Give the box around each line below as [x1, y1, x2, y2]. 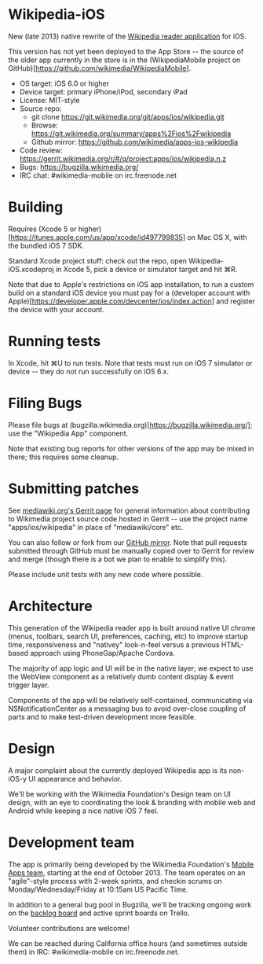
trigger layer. [8, 680, 49, 690]
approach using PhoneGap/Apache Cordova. [30, 648, 175, 657]
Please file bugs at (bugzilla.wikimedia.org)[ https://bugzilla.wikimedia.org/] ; [8, 420, 253, 429]
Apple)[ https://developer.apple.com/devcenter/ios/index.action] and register [8, 296, 255, 306]
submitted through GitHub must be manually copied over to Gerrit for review [8, 546, 255, 555]
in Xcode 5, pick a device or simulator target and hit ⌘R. [55, 264, 238, 274]
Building [8, 198, 64, 216]
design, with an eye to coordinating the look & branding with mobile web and [8, 797, 256, 807]
